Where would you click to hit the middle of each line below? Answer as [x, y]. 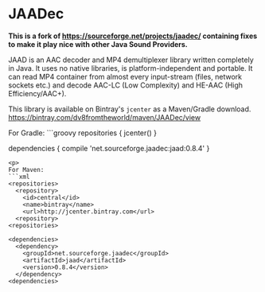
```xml [19, 177]
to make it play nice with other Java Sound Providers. [98, 44]
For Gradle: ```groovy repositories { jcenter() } [83, 133]
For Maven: [26, 169]
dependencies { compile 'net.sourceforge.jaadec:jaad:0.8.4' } [109, 148]
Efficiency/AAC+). [37, 93]
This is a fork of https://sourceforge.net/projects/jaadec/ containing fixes [133, 36]
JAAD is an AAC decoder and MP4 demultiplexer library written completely [131, 60]
